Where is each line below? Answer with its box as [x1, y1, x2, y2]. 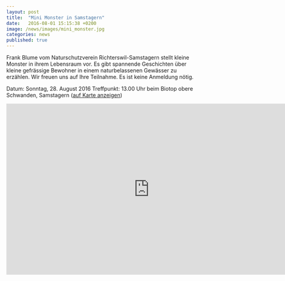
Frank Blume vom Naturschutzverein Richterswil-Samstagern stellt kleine [6, 54, 190, 61]
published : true [6, 37, 47, 43]
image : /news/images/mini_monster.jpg [6, 26, 105, 32]
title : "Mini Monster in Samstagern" [6, 15, 105, 21]
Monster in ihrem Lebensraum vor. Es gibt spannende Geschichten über [6, 60, 187, 68]
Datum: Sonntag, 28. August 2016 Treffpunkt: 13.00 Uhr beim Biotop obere [6, 85, 194, 92]
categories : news [6, 32, 51, 38]
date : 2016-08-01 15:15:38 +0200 [6, 20, 97, 26]
